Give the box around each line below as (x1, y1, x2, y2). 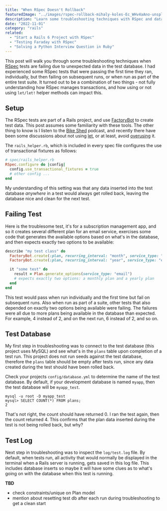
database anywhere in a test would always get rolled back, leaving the (5, 190, 149, 196)
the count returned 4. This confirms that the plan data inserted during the (5, 417, 156, 423)
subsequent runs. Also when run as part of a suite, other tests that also (5, 299, 151, 306)
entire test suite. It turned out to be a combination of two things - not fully (5, 79, 156, 85)
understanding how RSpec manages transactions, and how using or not (5, 84, 152, 90)
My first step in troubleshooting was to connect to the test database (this (5, 343, 155, 349)
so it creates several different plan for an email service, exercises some (5, 228, 151, 234)
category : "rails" (5, 26, 43, 31)
